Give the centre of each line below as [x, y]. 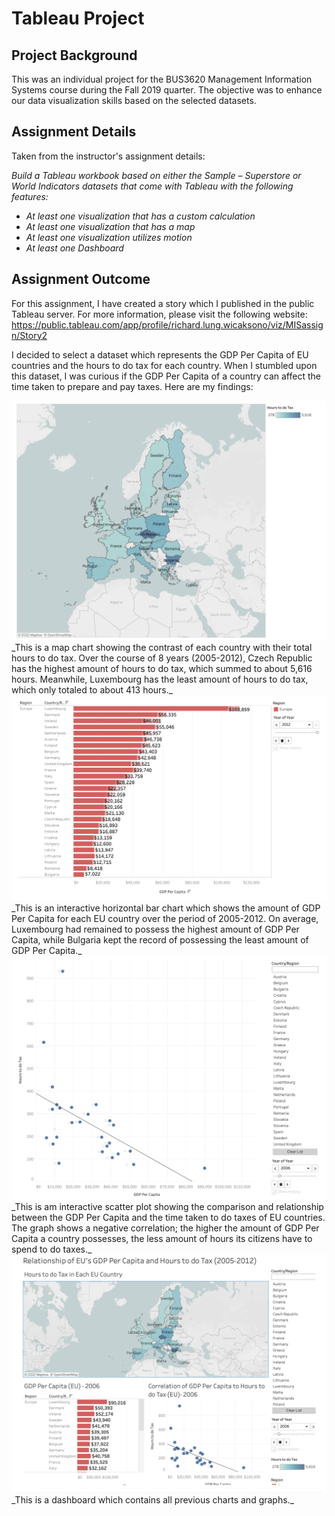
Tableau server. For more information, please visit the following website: [159, 314]
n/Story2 [29, 335]
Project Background [74, 55]
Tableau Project [78, 18]
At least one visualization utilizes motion [109, 237]
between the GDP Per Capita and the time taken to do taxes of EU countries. [168, 1217]
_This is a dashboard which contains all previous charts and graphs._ [153, 1499]
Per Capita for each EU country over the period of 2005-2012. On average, [165, 918]
